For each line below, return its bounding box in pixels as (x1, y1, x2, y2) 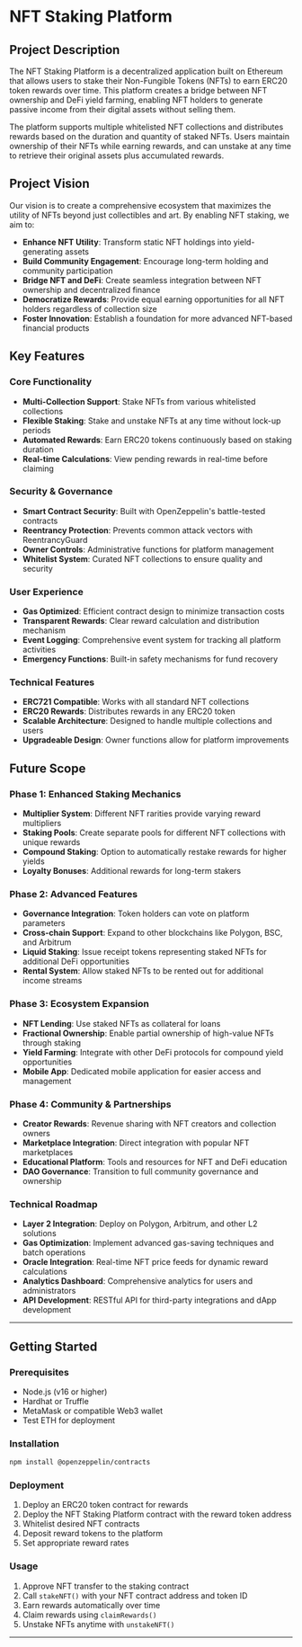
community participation (22, 265, 113, 276)
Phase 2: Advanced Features (9, 888, 138, 900)
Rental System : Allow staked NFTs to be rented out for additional (22, 966, 263, 976)
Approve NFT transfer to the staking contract (22, 1580, 190, 1591)
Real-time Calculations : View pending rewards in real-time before (22, 453, 268, 464)
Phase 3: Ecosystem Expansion (9, 998, 150, 1010)
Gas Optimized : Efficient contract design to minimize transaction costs (22, 606, 285, 617)
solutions (22, 1228, 57, 1239)
